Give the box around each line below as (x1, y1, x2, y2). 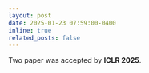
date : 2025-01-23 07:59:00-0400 (8, 19, 116, 27)
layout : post (8, 11, 52, 20)
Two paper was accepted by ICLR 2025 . (8, 56, 142, 65)
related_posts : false (8, 33, 81, 42)
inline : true (8, 26, 52, 34)
